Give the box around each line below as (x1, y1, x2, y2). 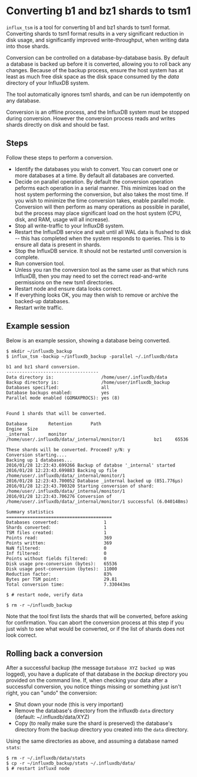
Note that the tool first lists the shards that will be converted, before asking (6, 612, 188, 619)
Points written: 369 (6, 540, 112, 546)
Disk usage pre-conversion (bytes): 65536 (6, 561, 117, 567)
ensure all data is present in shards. (14, 241, 101, 248)
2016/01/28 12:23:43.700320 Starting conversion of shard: (6, 483, 155, 489)
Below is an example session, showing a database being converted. (6, 336, 171, 344)
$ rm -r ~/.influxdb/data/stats (6, 755, 86, 762)
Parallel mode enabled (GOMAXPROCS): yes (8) (6, 395, 120, 401)
